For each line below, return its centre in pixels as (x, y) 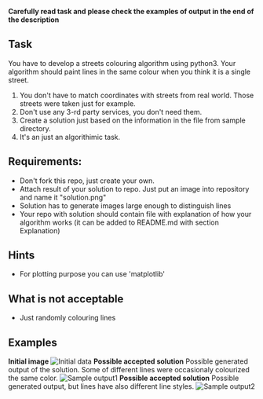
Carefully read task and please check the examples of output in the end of (131, 11)
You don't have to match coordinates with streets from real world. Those (137, 95)
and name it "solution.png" (63, 197)
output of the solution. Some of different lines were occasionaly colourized (129, 370)
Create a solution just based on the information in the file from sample (132, 120)
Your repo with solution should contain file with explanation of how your (135, 214)
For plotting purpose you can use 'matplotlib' (92, 274)
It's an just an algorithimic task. (70, 137)
